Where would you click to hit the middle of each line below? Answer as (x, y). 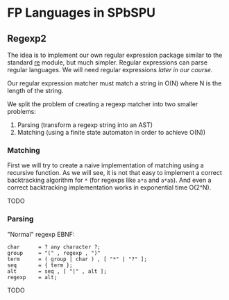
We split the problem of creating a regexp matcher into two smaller (103, 104)
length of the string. (35, 91)
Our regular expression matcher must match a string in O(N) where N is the (114, 83)
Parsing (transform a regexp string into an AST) (85, 125)
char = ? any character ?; (54, 247)
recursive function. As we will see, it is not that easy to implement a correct (114, 173)
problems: (22, 111)
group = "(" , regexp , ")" (54, 253)
